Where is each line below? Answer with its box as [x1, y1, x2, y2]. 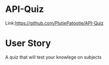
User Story [5, 37, 51, 49]
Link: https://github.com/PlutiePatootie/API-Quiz [5, 20, 104, 26]
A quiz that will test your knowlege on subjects [5, 54, 102, 60]
